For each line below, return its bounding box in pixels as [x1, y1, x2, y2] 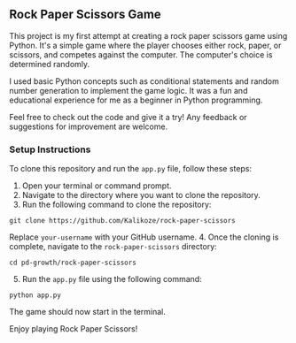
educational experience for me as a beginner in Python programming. [9, 95, 263, 105]
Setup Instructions [9, 143, 91, 156]
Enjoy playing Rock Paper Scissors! [9, 324, 138, 334]
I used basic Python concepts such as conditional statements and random [9, 75, 279, 87]
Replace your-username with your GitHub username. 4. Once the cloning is [9, 232, 279, 242]
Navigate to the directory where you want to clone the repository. [21, 190, 261, 201]
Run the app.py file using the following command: [21, 274, 202, 285]
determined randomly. [9, 58, 90, 69]
